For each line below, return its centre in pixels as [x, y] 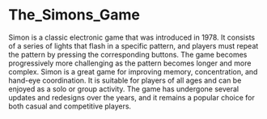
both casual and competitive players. [70, 106]
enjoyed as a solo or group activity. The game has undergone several [124, 89]
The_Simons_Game [74, 15]
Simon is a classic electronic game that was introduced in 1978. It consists [132, 37]
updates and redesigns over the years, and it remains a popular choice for [131, 97]
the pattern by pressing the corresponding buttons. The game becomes [128, 54]
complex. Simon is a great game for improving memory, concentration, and [133, 71]
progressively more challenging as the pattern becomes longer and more [130, 63]
